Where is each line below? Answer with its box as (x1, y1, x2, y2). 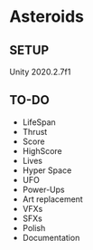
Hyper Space (22, 165, 72, 176)
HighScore (22, 145, 63, 156)
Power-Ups (22, 184, 65, 195)
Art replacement (22, 193, 83, 205)
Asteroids (9, 6, 84, 27)
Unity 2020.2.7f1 (9, 66, 71, 77)
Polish (22, 222, 46, 233)
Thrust (22, 126, 48, 137)
